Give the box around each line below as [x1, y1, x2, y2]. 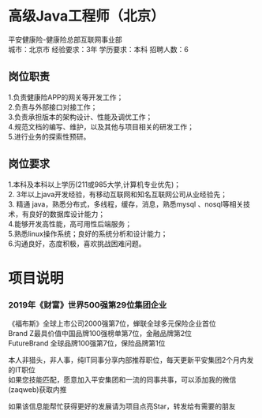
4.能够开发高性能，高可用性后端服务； [8, 218, 133, 229]
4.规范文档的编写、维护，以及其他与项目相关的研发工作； [8, 121, 195, 131]
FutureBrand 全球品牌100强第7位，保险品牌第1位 [8, 338, 166, 348]
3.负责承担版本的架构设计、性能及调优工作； [8, 112, 153, 121]
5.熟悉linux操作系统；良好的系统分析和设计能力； [8, 229, 168, 238]
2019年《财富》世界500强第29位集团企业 [8, 299, 167, 310]
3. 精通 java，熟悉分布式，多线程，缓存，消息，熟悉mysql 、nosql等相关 [8, 199, 244, 209]
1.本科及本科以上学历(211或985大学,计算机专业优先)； [8, 179, 182, 189]
